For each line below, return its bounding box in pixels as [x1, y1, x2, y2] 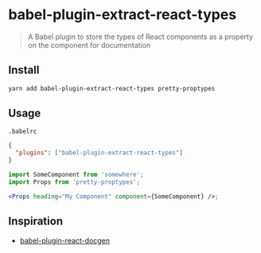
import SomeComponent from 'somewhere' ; [8, 171, 145, 179]
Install [8, 64, 40, 77]
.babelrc [8, 127, 37, 136]
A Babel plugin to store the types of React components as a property [27, 32, 253, 41]
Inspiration [8, 215, 64, 228]
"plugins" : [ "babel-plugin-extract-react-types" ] [15, 149, 183, 157]
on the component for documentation [27, 40, 151, 49]
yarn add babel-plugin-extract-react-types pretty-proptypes [8, 84, 216, 92]
